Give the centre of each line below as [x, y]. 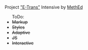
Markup [20, 22]
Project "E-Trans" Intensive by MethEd [44, 7]
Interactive [23, 43]
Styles [18, 27]
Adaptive [21, 32]
